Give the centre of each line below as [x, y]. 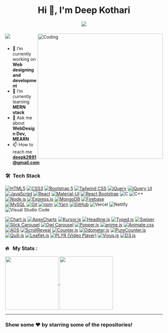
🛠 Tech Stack [23, 176]
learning [21, 102]
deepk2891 [24, 157]
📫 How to [23, 144]
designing [23, 70]
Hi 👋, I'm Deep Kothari [84, 10]
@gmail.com [26, 162]
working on [24, 59]
